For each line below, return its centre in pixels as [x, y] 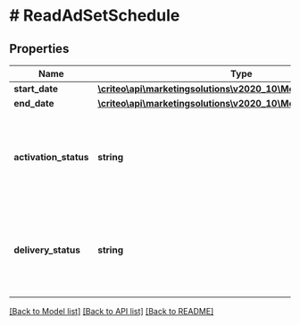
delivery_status [47, 250]
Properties [39, 49]
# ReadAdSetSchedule [95, 16]
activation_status [51, 157]
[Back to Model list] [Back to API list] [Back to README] [112, 311]
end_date [34, 103]
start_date [36, 89]
